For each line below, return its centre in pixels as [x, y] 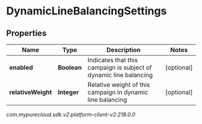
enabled [21, 67]
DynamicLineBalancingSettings [87, 11]
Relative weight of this [119, 85]
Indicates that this [113, 60]
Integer [69, 92]
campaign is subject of [120, 67]
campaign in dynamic [118, 92]
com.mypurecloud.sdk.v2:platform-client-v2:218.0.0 [71, 114]
